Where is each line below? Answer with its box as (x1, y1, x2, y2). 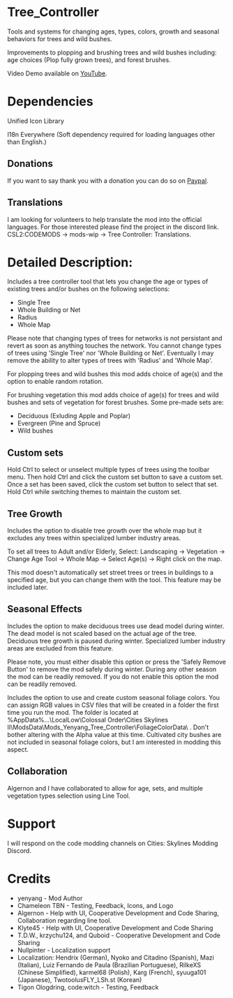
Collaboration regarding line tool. (17, 916, 112, 925)
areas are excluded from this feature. (7, 643, 114, 653)
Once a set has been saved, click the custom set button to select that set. (7, 480, 218, 489)
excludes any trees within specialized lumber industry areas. (7, 534, 181, 542)
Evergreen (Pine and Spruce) (17, 419, 101, 428)
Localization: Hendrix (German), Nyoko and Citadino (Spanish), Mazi (17, 953, 214, 962)
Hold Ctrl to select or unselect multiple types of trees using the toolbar (7, 466, 210, 474)
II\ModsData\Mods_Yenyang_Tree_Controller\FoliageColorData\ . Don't (7, 723, 209, 731)
